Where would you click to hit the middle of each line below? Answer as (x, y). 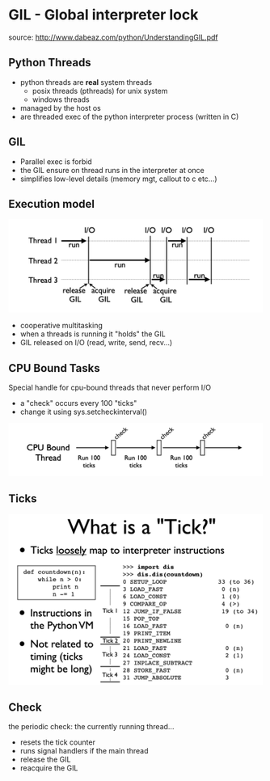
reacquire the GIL (49, 768)
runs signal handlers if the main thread (84, 751)
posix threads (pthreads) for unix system (100, 91)
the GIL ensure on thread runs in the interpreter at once (112, 170)
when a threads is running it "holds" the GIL (93, 334)
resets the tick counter (57, 742)
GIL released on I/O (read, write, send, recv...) (96, 343)
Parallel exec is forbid (56, 161)
